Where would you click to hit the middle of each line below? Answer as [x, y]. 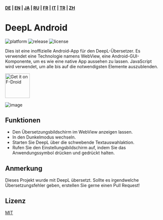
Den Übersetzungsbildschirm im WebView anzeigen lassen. [72, 132]
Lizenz [15, 201]
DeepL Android [36, 27]
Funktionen [23, 120]
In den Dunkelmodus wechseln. [44, 137]
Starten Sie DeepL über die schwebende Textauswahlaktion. [73, 142]
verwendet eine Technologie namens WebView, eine [58, 56]
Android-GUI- [125, 56]
